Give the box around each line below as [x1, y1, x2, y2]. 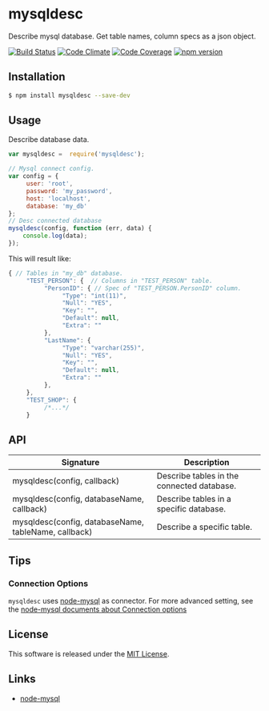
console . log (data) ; [22, 232, 88, 240]
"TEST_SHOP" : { [26, 396, 78, 404]
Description [183, 457, 230, 468]
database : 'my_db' [26, 202, 88, 210]
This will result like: [8, 253, 71, 263]
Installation [8, 70, 66, 84]
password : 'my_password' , [26, 187, 113, 195]
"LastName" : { [43, 336, 91, 345]
